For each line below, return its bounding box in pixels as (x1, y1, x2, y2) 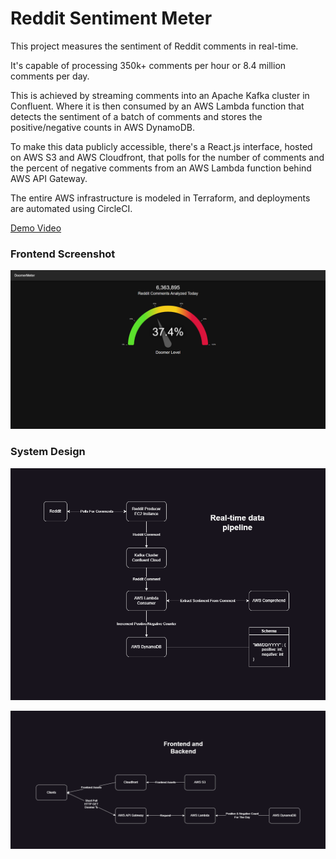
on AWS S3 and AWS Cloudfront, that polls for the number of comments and (10, 151, 325, 163)
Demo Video (10, 222, 62, 234)
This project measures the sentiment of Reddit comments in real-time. (10, 40, 299, 52)
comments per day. (10, 70, 90, 82)
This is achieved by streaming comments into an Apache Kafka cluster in (10, 89, 310, 101)
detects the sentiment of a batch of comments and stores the (10, 110, 263, 122)
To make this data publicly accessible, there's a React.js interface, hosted (10, 140, 313, 152)
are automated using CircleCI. (10, 202, 133, 214)
